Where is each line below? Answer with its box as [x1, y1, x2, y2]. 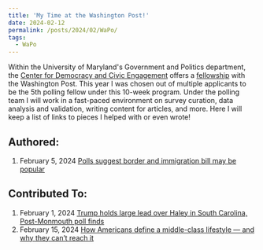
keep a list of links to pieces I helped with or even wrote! [8, 112, 191, 122]
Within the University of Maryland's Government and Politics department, [8, 62, 246, 72]
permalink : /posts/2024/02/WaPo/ [8, 26, 118, 34]
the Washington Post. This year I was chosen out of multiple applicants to [8, 79, 246, 89]
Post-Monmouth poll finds [19, 216, 105, 226]
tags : [8, 33, 26, 42]
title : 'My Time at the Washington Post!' [8, 11, 150, 20]
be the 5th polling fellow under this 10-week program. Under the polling [8, 87, 240, 97]
